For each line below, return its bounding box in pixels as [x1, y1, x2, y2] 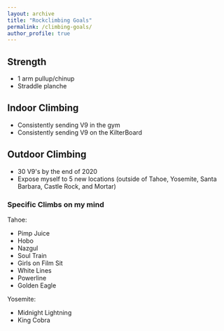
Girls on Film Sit [17, 259, 63, 267]
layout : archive [7, 10, 55, 18]
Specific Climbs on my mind [7, 199, 104, 209]
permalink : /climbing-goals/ [7, 23, 92, 30]
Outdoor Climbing [7, 149, 87, 161]
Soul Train [17, 251, 47, 259]
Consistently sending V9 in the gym [17, 121, 120, 129]
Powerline [17, 273, 47, 282]
